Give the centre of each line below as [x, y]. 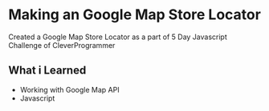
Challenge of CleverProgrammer [62, 45]
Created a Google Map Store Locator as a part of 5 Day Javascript [118, 37]
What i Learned [47, 71]
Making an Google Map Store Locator [134, 15]
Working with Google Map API [69, 89]
